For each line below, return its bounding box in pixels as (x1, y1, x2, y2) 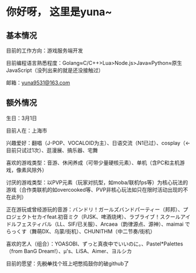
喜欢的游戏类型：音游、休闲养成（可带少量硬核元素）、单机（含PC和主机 (6, 159, 180, 166)
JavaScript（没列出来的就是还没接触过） (6, 67, 104, 74)
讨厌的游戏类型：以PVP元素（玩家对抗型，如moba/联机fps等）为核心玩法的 (6, 179, 188, 186)
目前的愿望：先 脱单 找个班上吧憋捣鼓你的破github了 (6, 260, 129, 267)
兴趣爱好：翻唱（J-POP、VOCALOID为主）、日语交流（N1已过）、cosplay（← (6, 139, 191, 146)
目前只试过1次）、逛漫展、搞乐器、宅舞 (6, 147, 98, 154)
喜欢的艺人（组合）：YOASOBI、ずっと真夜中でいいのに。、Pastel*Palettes (6, 240, 183, 247)
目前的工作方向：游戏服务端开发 (6, 47, 83, 54)
